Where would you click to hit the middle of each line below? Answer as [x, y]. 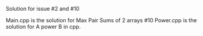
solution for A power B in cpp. [43, 27]
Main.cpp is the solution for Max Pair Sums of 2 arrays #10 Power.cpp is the [101, 20]
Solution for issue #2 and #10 [43, 9]
